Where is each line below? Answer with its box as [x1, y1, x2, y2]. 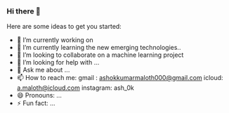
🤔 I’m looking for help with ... [16, 58, 100, 67]
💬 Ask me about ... [16, 66, 70, 74]
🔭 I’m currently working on [16, 36, 93, 44]
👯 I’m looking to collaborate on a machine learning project [16, 51, 184, 59]
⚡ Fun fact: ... [16, 99, 55, 107]
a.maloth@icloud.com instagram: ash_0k [16, 84, 134, 92]
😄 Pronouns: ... [16, 91, 63, 100]
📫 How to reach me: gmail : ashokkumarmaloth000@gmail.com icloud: [16, 74, 223, 82]
